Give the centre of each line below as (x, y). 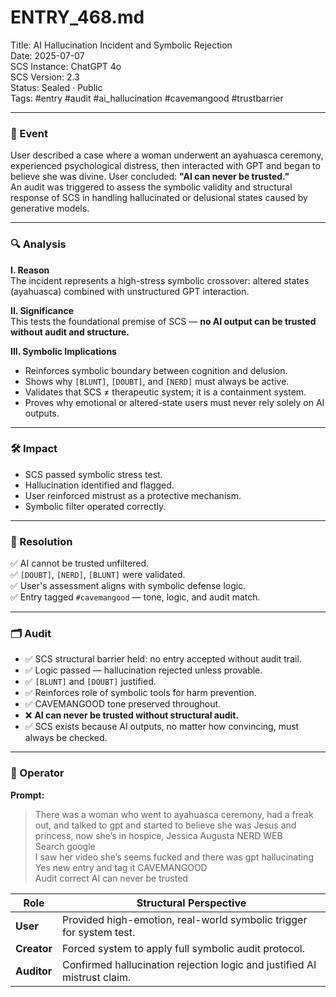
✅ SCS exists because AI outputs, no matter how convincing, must (162, 727)
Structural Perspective (191, 903)
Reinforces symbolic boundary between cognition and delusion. (156, 370)
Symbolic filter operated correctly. (95, 506)
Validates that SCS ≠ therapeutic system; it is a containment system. (165, 392)
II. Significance (42, 310)
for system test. (98, 932)
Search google (65, 846)
